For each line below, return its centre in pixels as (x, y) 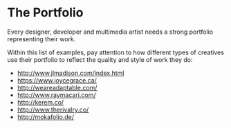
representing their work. (41, 39)
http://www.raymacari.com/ (56, 95)
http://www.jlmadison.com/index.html (71, 73)
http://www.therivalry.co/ (53, 109)
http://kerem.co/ (40, 102)
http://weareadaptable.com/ (57, 87)
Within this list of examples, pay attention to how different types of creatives (116, 52)
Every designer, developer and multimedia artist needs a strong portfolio (110, 32)
